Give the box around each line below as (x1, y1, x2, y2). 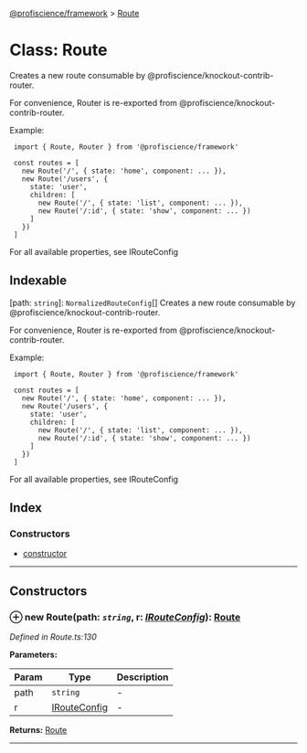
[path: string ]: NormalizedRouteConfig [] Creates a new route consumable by (9, 297, 296, 308)
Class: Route (9, 40, 108, 60)
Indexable (9, 273, 68, 289)
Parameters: (9, 649, 58, 661)
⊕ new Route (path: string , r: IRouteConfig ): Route (9, 610, 241, 623)
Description (116, 671, 169, 684)
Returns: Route (9, 725, 68, 736)
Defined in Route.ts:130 (9, 631, 98, 642)
